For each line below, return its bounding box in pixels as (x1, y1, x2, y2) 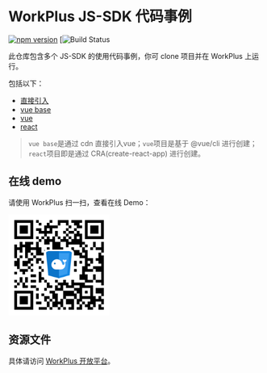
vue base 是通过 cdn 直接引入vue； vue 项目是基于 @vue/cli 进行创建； (27, 138, 258, 148)
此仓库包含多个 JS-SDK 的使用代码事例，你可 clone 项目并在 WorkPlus (8, 51, 244, 61)
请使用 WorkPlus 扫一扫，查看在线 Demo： (8, 197, 151, 207)
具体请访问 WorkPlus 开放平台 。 (8, 356, 115, 366)
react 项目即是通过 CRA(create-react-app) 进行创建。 (27, 149, 206, 158)
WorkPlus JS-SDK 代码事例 (8, 7, 192, 26)
